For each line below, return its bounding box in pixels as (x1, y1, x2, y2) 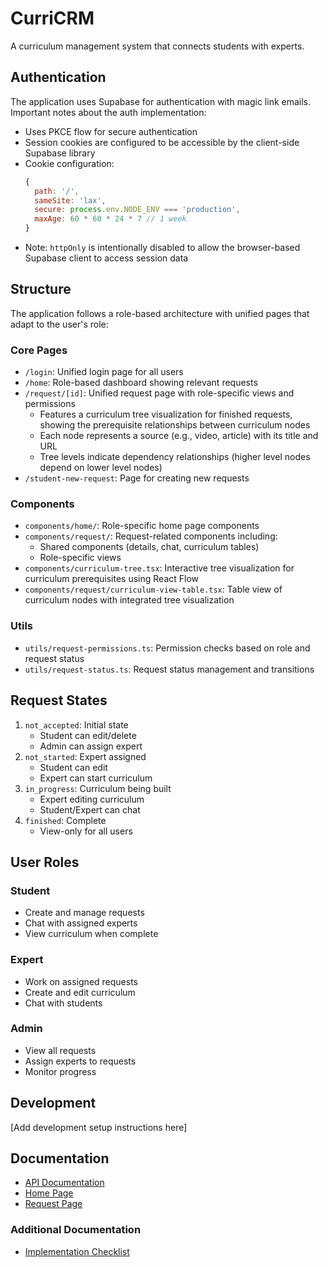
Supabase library (24, 147, 96, 159)
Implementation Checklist (24, 1245, 130, 1257)
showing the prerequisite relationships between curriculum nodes (39, 419, 311, 431)
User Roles (10, 853, 80, 871)
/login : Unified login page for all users (24, 366, 184, 378)
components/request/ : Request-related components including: (24, 530, 278, 542)
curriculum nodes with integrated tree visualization (24, 594, 235, 606)
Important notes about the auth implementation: (10, 106, 207, 118)
